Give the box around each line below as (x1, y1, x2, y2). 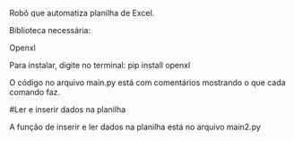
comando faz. (9, 87, 61, 97)
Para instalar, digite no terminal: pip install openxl (9, 60, 191, 70)
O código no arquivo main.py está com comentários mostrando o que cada (9, 77, 286, 88)
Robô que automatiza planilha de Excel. (9, 8, 155, 18)
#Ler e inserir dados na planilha (9, 104, 126, 115)
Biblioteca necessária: (9, 25, 91, 35)
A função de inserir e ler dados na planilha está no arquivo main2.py (9, 121, 262, 132)
